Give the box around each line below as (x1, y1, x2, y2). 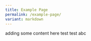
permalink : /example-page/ (5, 12, 61, 17)
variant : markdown (5, 16, 43, 21)
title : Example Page (5, 7, 48, 12)
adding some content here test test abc (5, 30, 86, 36)
